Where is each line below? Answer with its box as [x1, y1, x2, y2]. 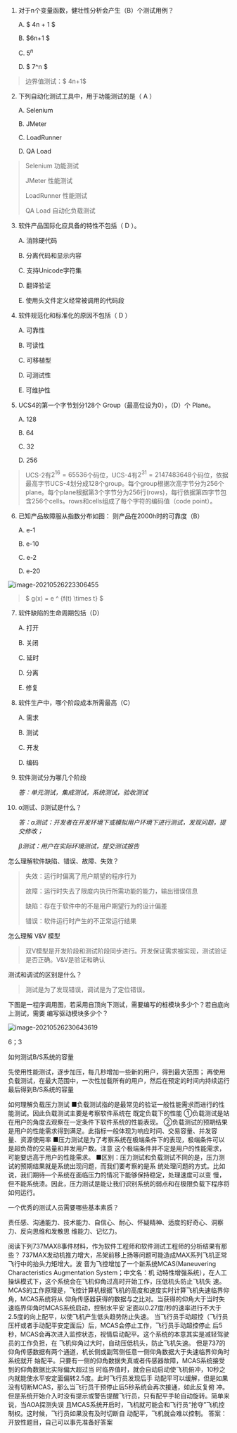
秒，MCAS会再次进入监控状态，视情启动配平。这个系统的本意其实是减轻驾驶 [8, 1330, 230, 1339]
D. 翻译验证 [18, 281, 51, 289]
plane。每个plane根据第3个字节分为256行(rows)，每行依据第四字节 [25, 488, 221, 496]
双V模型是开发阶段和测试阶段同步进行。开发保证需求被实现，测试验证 [25, 946, 227, 956]
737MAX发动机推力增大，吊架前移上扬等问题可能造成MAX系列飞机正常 [21, 1251, 227, 1259]
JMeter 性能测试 [25, 176, 73, 184]
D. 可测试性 [18, 370, 51, 379]
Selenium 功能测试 [25, 161, 79, 170]
